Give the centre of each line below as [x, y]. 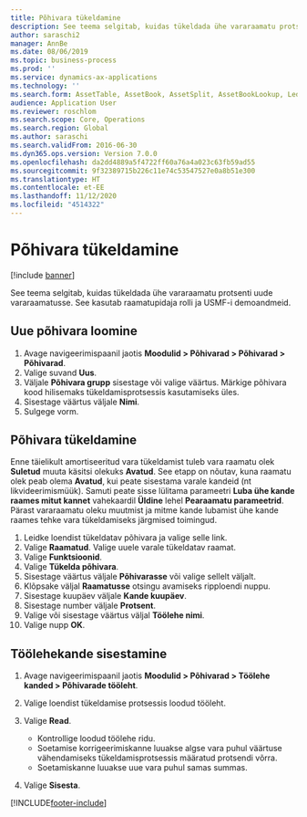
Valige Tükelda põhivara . [71, 567]
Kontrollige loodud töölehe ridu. [96, 738]
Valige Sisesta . [52, 785]
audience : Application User [64, 103]
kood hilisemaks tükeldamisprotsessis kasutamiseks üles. [131, 392]
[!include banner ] [43, 275]
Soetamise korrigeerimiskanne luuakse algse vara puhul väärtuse [159, 749]
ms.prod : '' [33, 69]
